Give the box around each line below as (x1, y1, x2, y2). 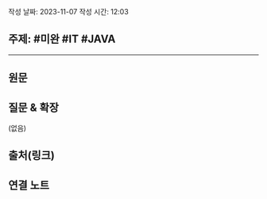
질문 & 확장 (8, 100, 60, 114)
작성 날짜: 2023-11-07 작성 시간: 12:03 (8, 7, 129, 16)
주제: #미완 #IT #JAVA (8, 33, 116, 46)
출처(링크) (8, 149, 56, 162)
